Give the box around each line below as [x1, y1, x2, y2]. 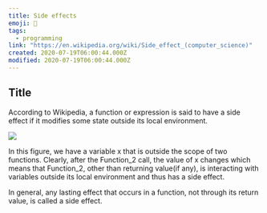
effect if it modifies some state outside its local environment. [8, 115, 208, 125]
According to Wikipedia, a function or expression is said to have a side [8, 107, 241, 117]
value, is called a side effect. [8, 195, 103, 205]
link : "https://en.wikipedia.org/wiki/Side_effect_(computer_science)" [8, 42, 253, 50]
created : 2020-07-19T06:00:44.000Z [8, 49, 127, 57]
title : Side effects [8, 11, 78, 20]
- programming [15, 34, 63, 42]
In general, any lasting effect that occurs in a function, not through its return [8, 187, 259, 197]
